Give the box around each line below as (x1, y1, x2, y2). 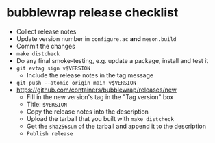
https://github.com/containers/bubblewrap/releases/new (16, 86, 177, 94)
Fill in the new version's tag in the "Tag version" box (26, 92, 174, 101)
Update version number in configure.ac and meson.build (16, 34, 177, 42)
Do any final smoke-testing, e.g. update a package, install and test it (16, 56, 209, 64)
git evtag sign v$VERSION (16, 65, 90, 72)
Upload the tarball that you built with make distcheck (26, 114, 174, 122)
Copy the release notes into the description (26, 107, 149, 116)
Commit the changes (16, 42, 76, 50)
